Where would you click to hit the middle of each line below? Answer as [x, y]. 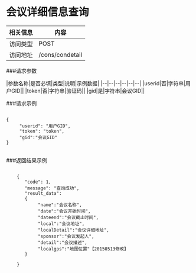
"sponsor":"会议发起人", [66, 236]
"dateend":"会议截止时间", [68, 217]
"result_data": [43, 193]
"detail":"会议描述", [62, 243]
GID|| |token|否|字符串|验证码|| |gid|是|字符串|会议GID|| [78, 91]
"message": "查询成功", [52, 188]
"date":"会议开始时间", [64, 211]
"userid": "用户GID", [45, 126]
